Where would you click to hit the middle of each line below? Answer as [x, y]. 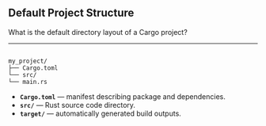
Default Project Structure [71, 13]
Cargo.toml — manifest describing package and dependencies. [122, 96]
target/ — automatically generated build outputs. [101, 113]
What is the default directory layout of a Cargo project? [98, 32]
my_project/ [28, 61]
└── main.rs [28, 82]
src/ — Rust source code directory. [78, 105]
